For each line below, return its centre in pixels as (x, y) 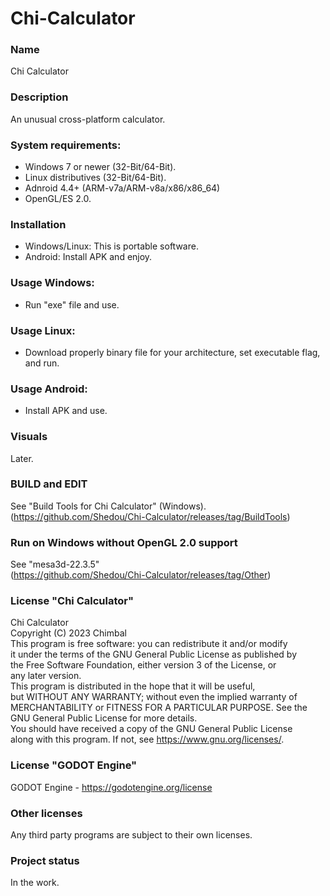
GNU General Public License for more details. (104, 718)
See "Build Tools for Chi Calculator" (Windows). (108, 506)
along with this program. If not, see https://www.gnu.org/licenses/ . (147, 739)
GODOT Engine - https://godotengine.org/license (111, 787)
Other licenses (46, 813)
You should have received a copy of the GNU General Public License (151, 729)
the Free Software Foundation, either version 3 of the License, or (143, 665)
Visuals (29, 437)
